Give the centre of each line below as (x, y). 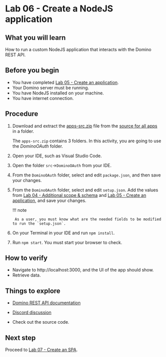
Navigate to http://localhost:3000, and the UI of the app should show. (83, 270)
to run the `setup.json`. (39, 223)
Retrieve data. (27, 275)
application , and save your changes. (49, 200)
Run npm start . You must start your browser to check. (67, 242)
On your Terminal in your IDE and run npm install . (63, 233)
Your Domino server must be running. (51, 88)
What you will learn (35, 38)
